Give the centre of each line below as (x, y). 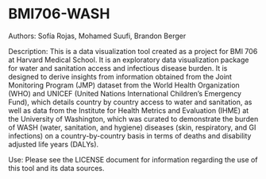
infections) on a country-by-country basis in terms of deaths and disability (130, 135)
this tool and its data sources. (56, 168)
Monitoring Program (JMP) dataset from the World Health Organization (124, 85)
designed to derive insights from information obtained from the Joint (120, 76)
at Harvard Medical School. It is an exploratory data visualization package (129, 60)
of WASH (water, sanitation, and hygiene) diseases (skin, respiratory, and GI (132, 127)
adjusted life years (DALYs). (54, 144)
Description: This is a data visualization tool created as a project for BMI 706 (133, 51)
